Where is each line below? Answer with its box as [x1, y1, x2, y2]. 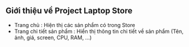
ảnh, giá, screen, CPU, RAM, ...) [14, 33, 92, 41]
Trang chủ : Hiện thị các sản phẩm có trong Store [14, 21, 135, 28]
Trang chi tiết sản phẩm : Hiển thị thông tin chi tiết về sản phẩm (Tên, [14, 28, 184, 35]
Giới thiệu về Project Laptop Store [5, 6, 133, 16]
